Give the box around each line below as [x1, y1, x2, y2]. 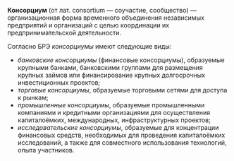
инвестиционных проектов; [17, 78, 101, 87]
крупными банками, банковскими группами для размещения [17, 64, 203, 71]
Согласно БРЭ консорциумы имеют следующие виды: [7, 42, 172, 50]
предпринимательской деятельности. [7, 28, 122, 37]
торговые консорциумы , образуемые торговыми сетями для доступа [17, 86, 228, 94]
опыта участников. [17, 146, 75, 154]
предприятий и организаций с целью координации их [7, 21, 170, 29]
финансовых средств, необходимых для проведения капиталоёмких [17, 131, 226, 139]
